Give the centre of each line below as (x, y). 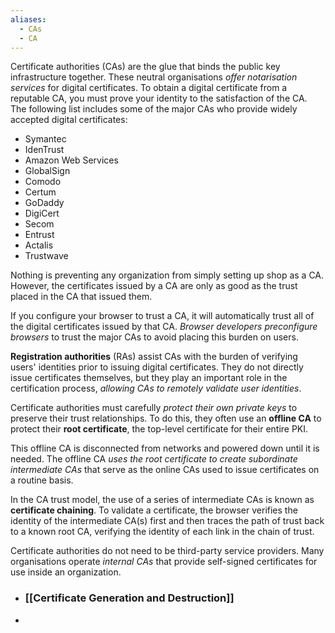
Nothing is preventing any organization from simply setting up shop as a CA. (167, 275)
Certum (40, 192)
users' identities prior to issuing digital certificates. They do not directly (157, 367)
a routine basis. (42, 480)
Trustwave (46, 256)
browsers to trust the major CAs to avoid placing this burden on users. (154, 337)
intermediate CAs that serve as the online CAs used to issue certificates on (165, 470)
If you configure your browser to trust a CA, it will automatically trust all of (162, 316)
